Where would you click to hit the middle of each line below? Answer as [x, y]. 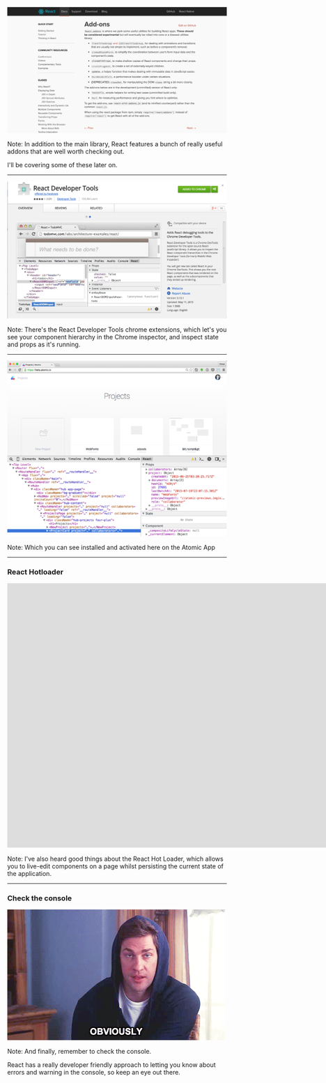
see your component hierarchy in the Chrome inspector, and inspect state [113, 337]
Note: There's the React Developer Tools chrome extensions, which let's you [117, 329]
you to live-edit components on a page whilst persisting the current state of [116, 866]
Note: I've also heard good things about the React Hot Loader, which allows [116, 859]
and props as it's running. [44, 344]
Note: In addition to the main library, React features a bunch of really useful [115, 144]
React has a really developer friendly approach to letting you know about [111, 1065]
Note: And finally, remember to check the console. [79, 1052]
